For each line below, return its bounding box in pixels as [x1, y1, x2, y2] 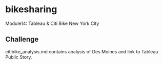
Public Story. [5, 54, 32, 60]
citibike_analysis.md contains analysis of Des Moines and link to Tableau [5, 48, 158, 54]
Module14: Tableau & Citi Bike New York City [5, 20, 99, 26]
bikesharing [5, 4, 57, 15]
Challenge [5, 35, 39, 44]
